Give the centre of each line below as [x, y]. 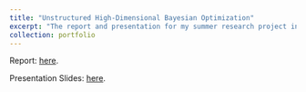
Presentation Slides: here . [58, 78]
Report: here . [34, 61]
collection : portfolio [52, 35]
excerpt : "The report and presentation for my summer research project [148, 26]
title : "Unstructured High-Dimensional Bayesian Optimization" [132, 18]
